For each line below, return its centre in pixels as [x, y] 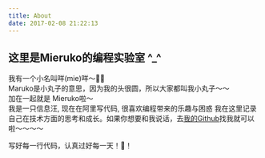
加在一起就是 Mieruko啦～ [51, 99]
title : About [30, 16]
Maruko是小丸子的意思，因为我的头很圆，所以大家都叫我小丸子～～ [119, 88]
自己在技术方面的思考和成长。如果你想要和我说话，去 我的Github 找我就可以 [131, 119]
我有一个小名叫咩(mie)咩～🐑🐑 [57, 79]
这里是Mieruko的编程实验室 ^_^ [85, 57]
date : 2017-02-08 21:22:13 [53, 23]
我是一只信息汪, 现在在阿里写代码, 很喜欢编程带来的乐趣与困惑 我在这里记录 [132, 108]
